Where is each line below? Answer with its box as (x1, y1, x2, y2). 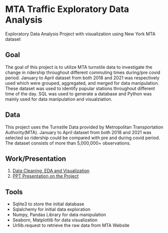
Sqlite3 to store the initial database (12, 201, 84, 207)
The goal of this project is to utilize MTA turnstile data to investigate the (5, 64, 152, 70)
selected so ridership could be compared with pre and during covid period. (5, 135, 160, 141)
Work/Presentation (5, 154, 66, 163)
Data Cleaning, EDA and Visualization (12, 168, 90, 174)
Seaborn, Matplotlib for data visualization (12, 217, 98, 223)
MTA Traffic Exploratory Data (5, 4, 129, 15)
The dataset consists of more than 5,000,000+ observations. (5, 140, 131, 146)
